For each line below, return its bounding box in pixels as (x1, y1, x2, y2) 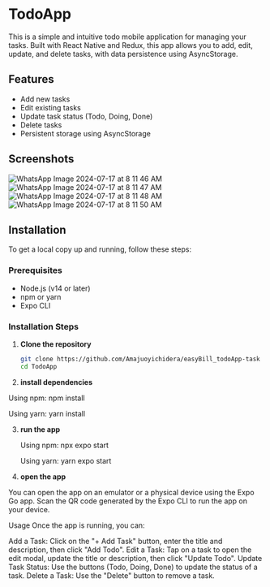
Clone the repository (19, 339, 92, 349)
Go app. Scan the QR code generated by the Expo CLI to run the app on (8, 496, 248, 506)
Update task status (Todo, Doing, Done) (19, 111, 153, 121)
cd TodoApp (19, 362, 58, 370)
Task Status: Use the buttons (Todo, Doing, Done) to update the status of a (8, 562, 258, 572)
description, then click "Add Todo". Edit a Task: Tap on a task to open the (8, 545, 252, 555)
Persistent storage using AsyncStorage (19, 128, 152, 138)
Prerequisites (8, 265, 62, 276)
